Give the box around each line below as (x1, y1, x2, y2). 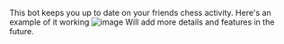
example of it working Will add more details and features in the (9, 17, 275, 27)
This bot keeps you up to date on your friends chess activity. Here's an (9, 8, 271, 18)
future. (9, 26, 34, 36)
